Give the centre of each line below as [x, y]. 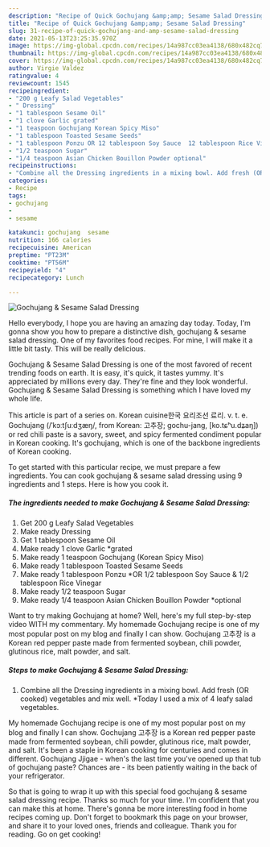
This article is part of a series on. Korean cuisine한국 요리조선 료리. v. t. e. [128, 415]
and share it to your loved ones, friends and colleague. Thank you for [123, 826]
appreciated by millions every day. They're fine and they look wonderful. [128, 382]
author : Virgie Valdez [46, 69]
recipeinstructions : [43, 166]
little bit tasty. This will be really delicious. [77, 349]
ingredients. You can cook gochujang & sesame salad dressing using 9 [125, 475]
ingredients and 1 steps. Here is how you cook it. [88, 484]
